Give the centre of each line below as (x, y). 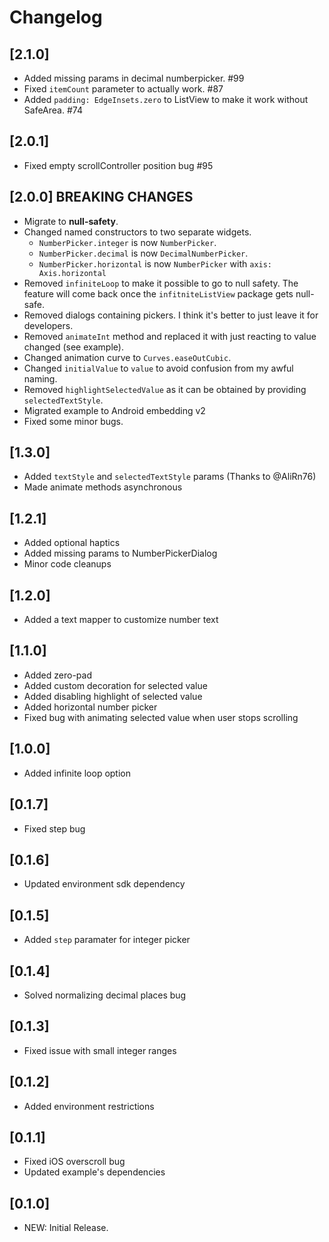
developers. (48, 325)
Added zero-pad (57, 675)
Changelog (56, 17)
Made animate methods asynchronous (103, 487)
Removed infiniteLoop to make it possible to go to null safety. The (161, 283)
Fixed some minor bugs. (73, 421)
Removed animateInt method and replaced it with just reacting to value (170, 336)
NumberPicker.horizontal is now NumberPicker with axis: (155, 263)
